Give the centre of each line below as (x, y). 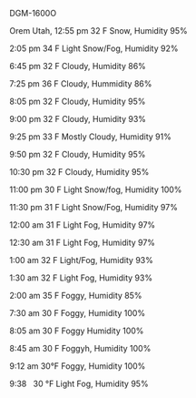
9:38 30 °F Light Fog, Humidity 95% (79, 383)
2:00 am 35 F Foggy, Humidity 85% (76, 296)
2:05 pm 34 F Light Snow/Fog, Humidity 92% (94, 48)
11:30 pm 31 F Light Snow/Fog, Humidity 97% (94, 207)
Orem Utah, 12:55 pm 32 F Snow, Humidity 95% (98, 31)
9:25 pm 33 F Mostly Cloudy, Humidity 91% (91, 137)
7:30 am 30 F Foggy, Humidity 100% (78, 313)
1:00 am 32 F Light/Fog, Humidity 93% (82, 260)
